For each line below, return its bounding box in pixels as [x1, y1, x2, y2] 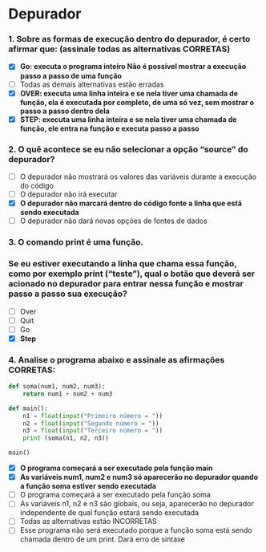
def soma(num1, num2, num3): [8, 383, 106, 391]
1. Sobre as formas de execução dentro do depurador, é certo [8, 34, 251, 45]
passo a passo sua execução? [8, 288, 128, 299]
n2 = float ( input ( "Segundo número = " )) [22, 419, 159, 428]
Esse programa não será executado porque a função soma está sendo [19, 526, 252, 535]
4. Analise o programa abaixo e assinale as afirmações [8, 354, 225, 365]
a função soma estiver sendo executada [19, 481, 156, 491]
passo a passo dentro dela [19, 106, 110, 116]
